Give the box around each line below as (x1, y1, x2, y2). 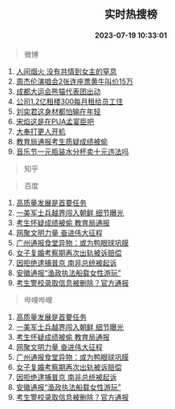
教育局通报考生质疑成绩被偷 (15, 136, 108, 146)
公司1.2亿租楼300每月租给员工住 (15, 96, 124, 106)
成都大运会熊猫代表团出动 (15, 87, 101, 96)
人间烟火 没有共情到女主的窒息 (15, 67, 117, 76)
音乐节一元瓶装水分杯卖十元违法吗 (15, 147, 129, 156)
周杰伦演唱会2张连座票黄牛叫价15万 (15, 76, 134, 86)
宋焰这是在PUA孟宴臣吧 (15, 116, 95, 126)
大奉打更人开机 (15, 127, 66, 136)
